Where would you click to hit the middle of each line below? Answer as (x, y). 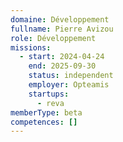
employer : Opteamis (69, 85)
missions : (31, 47)
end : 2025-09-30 (62, 66)
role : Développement (53, 38)
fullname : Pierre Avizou (62, 29)
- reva (50, 103)
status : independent (71, 76)
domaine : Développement (60, 19)
